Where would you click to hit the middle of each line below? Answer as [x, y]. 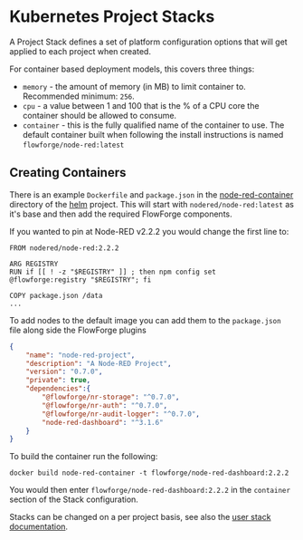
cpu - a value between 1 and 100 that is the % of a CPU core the [141, 105]
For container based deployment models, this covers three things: [132, 69]
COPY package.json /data [56, 295]
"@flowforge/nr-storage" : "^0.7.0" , [111, 397]
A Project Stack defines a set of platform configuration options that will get [148, 42]
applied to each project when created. [80, 51]
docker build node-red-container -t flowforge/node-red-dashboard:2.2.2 [149, 473]
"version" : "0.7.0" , [64, 372]
